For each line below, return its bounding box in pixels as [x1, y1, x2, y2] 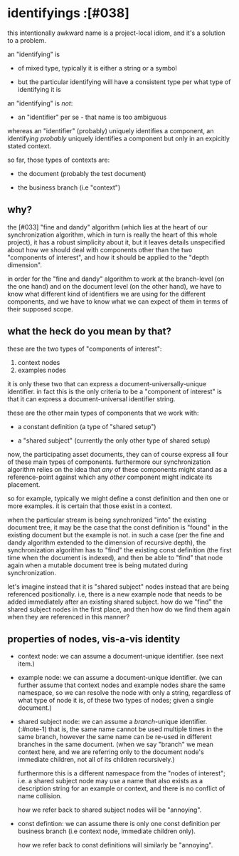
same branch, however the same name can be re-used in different [17, 733, 212, 741]
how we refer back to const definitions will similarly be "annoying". [17, 841, 213, 850]
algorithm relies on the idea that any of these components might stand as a [7, 465, 228, 473]
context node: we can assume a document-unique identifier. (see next [17, 652, 224, 661]
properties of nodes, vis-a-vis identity [7, 633, 181, 645]
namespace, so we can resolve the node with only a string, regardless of [17, 689, 231, 697]
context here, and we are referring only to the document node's [17, 748, 204, 756]
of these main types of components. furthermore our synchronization [7, 458, 211, 466]
